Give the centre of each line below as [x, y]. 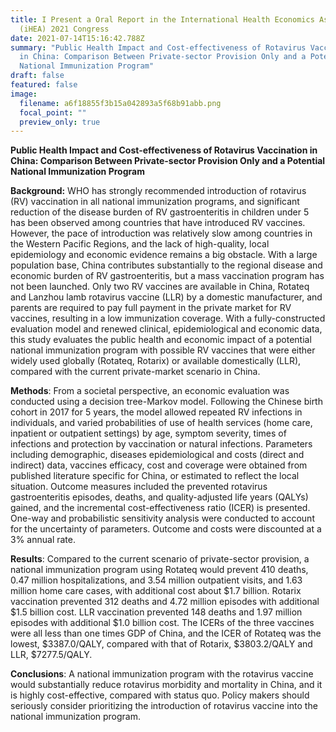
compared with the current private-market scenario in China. [135, 372]
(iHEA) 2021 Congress [64, 29]
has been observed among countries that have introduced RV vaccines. [158, 223]
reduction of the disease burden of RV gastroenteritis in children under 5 [160, 212]
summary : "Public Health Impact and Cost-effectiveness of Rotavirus [158, 47]
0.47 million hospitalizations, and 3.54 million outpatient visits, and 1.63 [156, 580]
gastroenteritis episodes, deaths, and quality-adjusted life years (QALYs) [159, 497]
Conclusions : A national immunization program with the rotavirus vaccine [162, 674]
